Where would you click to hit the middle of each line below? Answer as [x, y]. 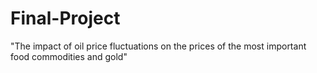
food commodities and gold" [69, 56]
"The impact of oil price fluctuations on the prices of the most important [158, 46]
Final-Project [65, 18]
